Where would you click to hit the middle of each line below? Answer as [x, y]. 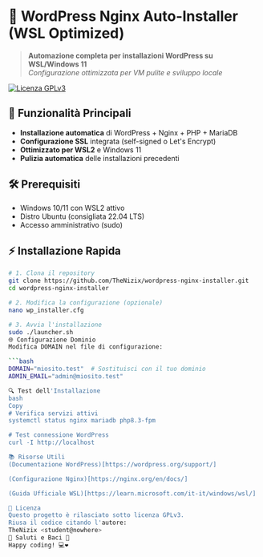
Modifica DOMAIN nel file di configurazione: [85, 347]
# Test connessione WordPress [59, 435]
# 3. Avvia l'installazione [55, 325]
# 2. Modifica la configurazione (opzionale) [85, 303]
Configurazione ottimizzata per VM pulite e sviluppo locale [125, 72]
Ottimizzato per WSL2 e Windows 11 [81, 149]
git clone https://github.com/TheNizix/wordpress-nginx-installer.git [129, 281]
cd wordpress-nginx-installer [59, 289]
